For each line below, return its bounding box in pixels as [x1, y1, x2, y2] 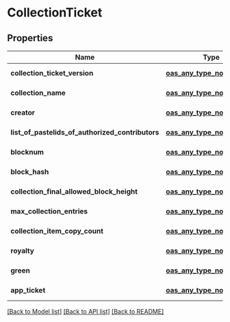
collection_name [10, 88, 66, 97]
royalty [10, 246, 34, 255]
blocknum [10, 148, 44, 157]
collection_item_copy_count [10, 227, 104, 235]
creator [10, 108, 36, 117]
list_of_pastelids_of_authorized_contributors [10, 128, 159, 137]
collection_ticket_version [10, 69, 94, 78]
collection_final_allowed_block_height [10, 187, 138, 196]
